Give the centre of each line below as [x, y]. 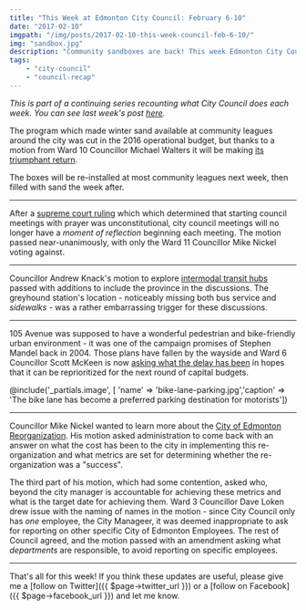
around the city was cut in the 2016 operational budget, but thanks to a [142, 140]
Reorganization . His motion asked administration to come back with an [142, 435]
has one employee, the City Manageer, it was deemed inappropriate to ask [149, 521]
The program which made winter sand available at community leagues [141, 130]
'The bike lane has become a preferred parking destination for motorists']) [149, 399]
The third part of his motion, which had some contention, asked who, [139, 482]
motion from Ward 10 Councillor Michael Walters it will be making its [137, 150]
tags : [20, 60]
